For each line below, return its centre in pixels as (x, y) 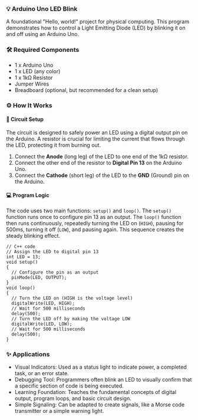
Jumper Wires (32, 84)
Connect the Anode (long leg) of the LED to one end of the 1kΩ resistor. (101, 156)
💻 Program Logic (28, 195)
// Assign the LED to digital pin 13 (52, 252)
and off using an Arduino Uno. (43, 34)
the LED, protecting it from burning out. (54, 145)
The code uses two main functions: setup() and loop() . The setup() (89, 211)
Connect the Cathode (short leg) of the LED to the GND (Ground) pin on (102, 175)
